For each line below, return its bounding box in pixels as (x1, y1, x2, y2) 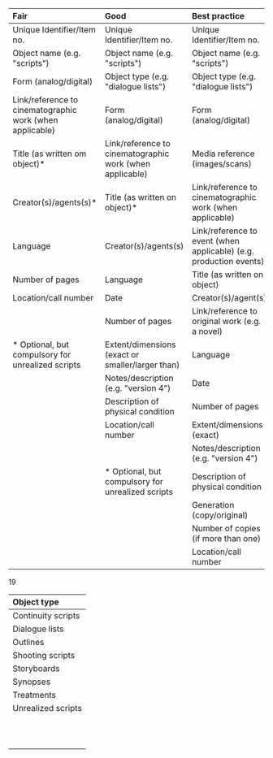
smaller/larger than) (104, 359, 180, 370)
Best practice (192, 11, 245, 21)
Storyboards (12, 663, 60, 674)
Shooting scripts (12, 650, 76, 661)
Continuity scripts (12, 610, 80, 621)
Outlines (12, 637, 45, 648)
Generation (192, 500, 235, 510)
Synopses (12, 676, 51, 687)
